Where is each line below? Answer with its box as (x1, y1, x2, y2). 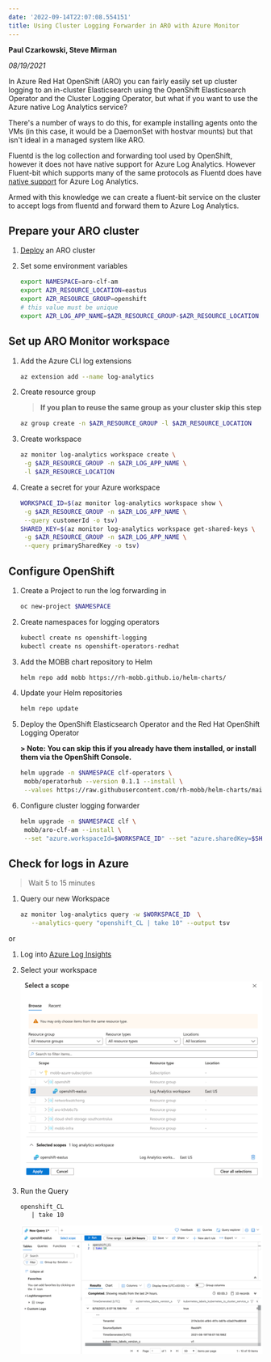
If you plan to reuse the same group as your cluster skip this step (40, 403, 262, 413)
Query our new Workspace (19, 894, 110, 904)
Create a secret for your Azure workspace (19, 482, 161, 492)
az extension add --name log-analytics (19, 372, 155, 380)
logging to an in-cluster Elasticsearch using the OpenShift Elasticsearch (8, 85, 247, 95)
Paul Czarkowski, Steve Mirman (8, 45, 117, 54)
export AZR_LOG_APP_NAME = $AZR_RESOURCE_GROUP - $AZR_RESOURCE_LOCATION (19, 312, 260, 320)
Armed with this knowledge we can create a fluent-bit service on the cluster (8, 192, 261, 202)
